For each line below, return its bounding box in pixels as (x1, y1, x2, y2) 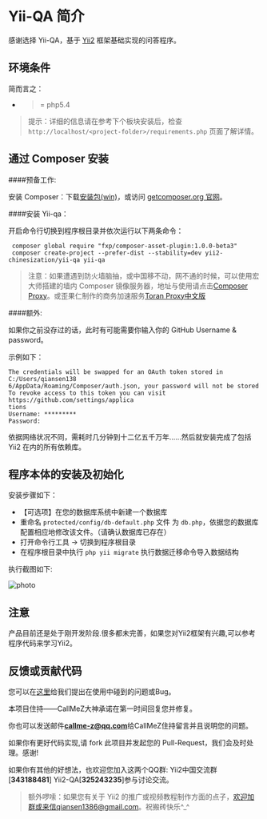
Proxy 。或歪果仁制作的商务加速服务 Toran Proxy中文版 (27, 291, 206, 300)
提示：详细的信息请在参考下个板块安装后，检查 (27, 116, 182, 126)
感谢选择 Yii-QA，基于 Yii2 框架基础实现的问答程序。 (8, 35, 181, 45)
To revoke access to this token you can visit (8, 389, 166, 397)
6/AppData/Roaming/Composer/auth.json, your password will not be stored (8, 382, 260, 390)
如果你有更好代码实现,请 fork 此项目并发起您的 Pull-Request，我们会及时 (8, 738, 247, 747)
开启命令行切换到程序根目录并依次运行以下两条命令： (8, 226, 184, 235)
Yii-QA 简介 (8, 7, 86, 26)
